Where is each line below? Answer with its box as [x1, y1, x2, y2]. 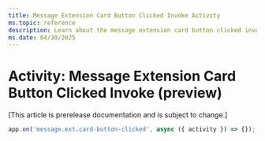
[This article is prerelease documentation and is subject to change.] [8, 110, 228, 120]
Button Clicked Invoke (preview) [8, 84, 222, 102]
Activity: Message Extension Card [8, 68, 237, 85]
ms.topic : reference [8, 19, 77, 27]
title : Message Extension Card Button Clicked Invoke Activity [8, 11, 221, 20]
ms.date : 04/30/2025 [8, 33, 77, 42]
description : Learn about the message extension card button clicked [8, 26, 242, 34]
